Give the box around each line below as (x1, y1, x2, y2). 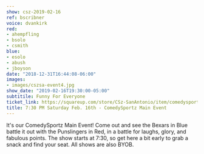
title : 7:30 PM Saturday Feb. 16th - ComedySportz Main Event (6, 104, 167, 111)
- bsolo (6, 37, 26, 43)
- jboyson (6, 65, 32, 72)
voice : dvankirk (6, 20, 47, 26)
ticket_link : (6, 99, 39, 105)
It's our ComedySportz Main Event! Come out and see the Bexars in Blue (6, 121, 188, 129)
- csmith (6, 43, 29, 49)
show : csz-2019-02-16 (6, 8, 61, 15)
